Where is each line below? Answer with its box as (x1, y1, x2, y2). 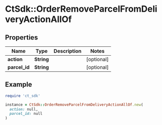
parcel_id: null (9, 111, 43, 116)
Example (5, 81, 32, 89)
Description (53, 48, 82, 54)
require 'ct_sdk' (5, 93, 41, 98)
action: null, (9, 106, 38, 112)
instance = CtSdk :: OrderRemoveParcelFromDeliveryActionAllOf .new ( (5, 102, 143, 107)
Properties (5, 33, 38, 42)
